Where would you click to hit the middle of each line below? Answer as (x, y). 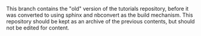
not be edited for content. (38, 28)
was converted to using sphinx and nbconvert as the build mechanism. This (100, 15)
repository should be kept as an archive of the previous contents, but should (100, 21)
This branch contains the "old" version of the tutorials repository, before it (97, 9)
